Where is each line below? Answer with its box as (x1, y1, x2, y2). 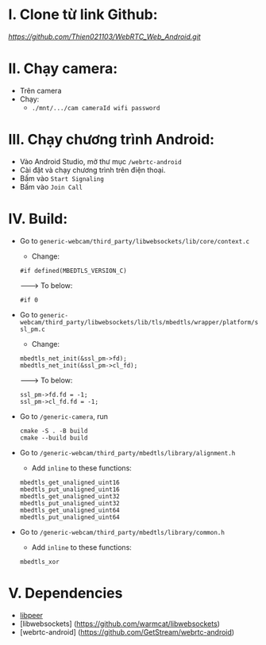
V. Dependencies (8, 584, 123, 602)
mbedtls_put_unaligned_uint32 (19, 499, 121, 507)
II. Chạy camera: (8, 60, 118, 78)
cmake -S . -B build (19, 427, 88, 435)
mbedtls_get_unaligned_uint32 (19, 492, 121, 501)
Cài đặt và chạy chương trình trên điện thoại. (19, 165, 166, 175)
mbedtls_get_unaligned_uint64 (19, 506, 121, 514)
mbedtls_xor (19, 558, 60, 566)
